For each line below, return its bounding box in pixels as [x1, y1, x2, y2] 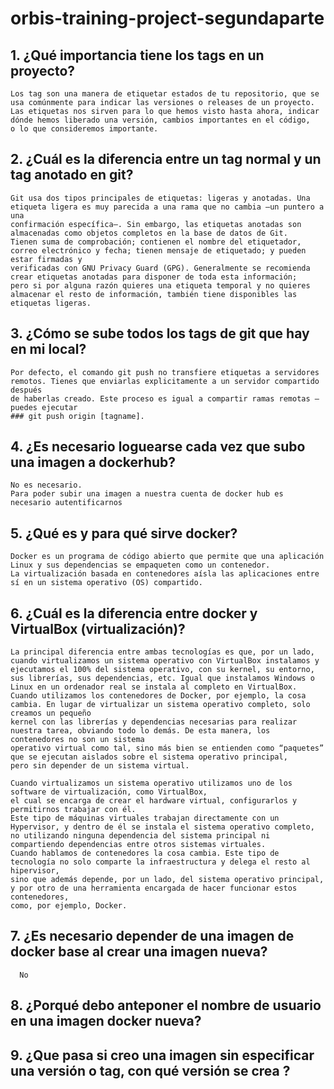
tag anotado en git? [10, 167, 134, 184]
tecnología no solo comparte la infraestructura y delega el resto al [10, 857, 311, 867]
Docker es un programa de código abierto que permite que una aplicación [10, 552, 325, 562]
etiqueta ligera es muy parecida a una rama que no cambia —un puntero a [10, 202, 325, 212]
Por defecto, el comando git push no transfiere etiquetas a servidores [10, 367, 320, 377]
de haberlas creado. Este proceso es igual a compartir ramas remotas [10, 393, 311, 404]
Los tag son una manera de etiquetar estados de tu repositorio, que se [10, 89, 320, 99]
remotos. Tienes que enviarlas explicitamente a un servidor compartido [10, 376, 320, 386]
